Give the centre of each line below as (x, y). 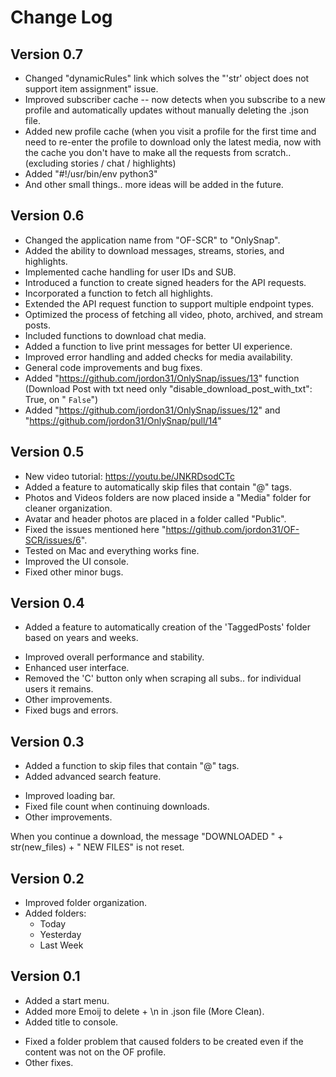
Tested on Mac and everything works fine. (112, 550)
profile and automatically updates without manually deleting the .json (167, 110)
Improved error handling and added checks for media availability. (158, 357)
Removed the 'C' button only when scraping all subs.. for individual (163, 678)
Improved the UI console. (76, 561)
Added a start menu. (67, 1000)
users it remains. (59, 689)
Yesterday (60, 935)
